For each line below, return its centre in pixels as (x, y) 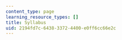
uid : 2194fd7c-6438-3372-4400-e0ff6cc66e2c (61, 28)
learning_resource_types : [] (42, 17)
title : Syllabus (26, 22)
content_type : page (30, 11)
